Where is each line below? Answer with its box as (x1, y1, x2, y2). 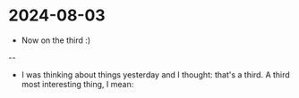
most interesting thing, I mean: (21, 78, 134, 89)
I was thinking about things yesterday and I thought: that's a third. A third (21, 69, 290, 80)
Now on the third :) (21, 35, 91, 45)
